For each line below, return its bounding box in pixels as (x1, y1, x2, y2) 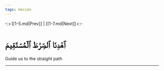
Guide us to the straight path (5, 56, 62, 61)
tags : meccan (5, 7, 32, 12)
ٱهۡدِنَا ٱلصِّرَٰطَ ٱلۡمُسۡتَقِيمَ (5, 39, 65, 50)
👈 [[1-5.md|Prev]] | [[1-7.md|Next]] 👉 (5, 20, 83, 27)
